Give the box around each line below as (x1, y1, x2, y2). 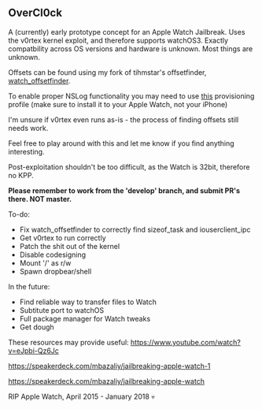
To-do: (8, 209, 30, 219)
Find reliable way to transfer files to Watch (19, 297, 157, 307)
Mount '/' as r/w (19, 258, 72, 267)
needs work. (8, 123, 49, 132)
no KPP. (8, 170, 34, 180)
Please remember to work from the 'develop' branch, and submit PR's (8, 185, 241, 195)
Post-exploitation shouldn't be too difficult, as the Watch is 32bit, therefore (8, 162, 250, 172)
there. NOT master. (8, 194, 72, 203)
